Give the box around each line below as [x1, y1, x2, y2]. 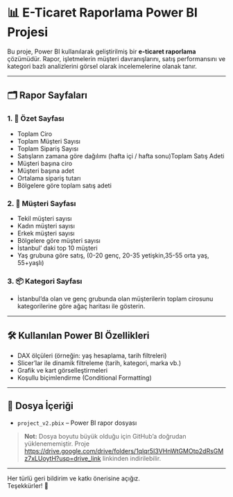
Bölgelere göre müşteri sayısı [17, 236, 101, 244]
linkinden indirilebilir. [102, 454, 162, 462]
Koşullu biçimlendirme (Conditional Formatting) [17, 373, 152, 382]
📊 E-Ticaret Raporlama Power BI [7, 5, 198, 21]
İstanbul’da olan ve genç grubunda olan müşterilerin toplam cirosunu [17, 295, 214, 303]
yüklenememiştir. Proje [24, 439, 90, 448]
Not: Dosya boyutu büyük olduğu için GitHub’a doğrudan [24, 432, 187, 440]
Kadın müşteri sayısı [17, 221, 75, 230]
